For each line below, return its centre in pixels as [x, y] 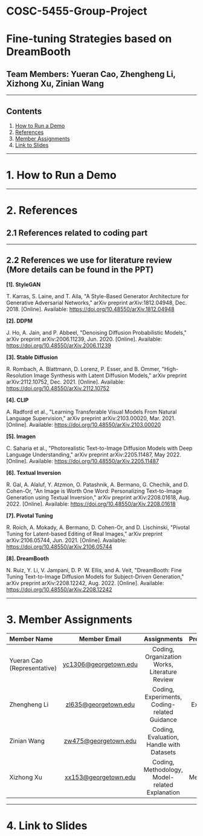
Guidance [163, 720]
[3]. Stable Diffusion [32, 357]
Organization [163, 657]
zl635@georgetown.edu [100, 704]
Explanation [163, 792]
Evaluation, [163, 737]
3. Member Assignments [69, 619]
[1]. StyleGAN [24, 284]
